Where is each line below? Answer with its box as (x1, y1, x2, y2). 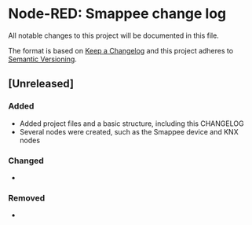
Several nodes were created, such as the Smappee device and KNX (19, 127, 239, 136)
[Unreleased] (8, 77, 75, 90)
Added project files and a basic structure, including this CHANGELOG (19, 119, 245, 128)
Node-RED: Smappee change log (8, 5, 227, 23)
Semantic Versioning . (8, 54, 77, 64)
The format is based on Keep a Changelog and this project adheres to (8, 46, 234, 55)
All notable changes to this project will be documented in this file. (8, 31, 220, 40)
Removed (8, 192, 46, 203)
